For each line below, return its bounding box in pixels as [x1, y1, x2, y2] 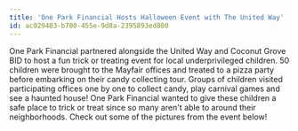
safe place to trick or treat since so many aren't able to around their [9, 102, 256, 112]
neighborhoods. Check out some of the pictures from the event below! [9, 112, 268, 122]
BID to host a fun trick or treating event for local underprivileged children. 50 [9, 55, 290, 65]
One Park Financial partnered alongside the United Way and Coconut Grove [9, 45, 286, 56]
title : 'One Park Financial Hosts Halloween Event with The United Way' [9, 12, 285, 22]
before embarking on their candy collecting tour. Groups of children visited [9, 73, 283, 84]
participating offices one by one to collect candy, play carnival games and [9, 83, 280, 94]
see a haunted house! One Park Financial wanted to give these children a [9, 92, 277, 103]
